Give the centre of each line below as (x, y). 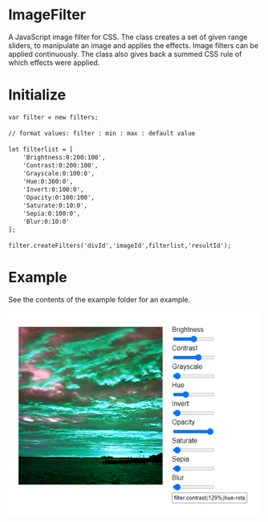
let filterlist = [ (41, 149)
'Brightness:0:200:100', (64, 157)
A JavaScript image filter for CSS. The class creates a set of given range (128, 37)
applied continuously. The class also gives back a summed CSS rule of (125, 54)
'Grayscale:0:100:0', (59, 173)
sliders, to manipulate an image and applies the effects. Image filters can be (134, 45)
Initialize (37, 95)
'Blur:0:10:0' (46, 221)
